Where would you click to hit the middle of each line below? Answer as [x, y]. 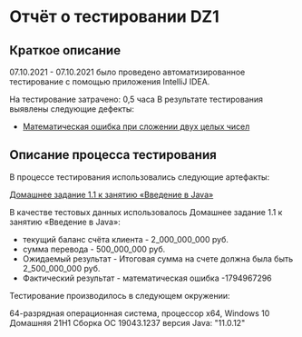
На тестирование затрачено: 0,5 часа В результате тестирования [136, 99]
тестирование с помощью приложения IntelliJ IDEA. [110, 82]
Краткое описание [65, 50]
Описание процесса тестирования [113, 155]
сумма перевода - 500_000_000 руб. [94, 249]
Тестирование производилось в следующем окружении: [120, 295]
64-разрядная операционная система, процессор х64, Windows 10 [140, 313]
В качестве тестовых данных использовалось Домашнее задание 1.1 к [146, 212]
